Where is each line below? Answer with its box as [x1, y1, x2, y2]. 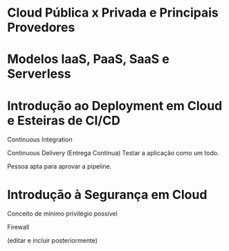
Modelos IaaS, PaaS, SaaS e [7, 51, 170, 67]
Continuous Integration [7, 135, 73, 144]
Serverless [7, 66, 71, 82]
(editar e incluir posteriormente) [7, 236, 98, 245]
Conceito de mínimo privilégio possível [7, 209, 118, 218]
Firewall [7, 223, 30, 232]
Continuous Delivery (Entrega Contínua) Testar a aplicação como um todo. [7, 149, 219, 157]
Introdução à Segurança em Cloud [7, 187, 208, 202]
